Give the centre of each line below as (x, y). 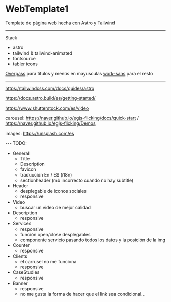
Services (22, 223)
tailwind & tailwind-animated (42, 53)
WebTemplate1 (37, 9)
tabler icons (25, 64)
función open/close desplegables (55, 234)
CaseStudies (26, 272)
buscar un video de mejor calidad (55, 207)
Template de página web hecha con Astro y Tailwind (60, 23)
